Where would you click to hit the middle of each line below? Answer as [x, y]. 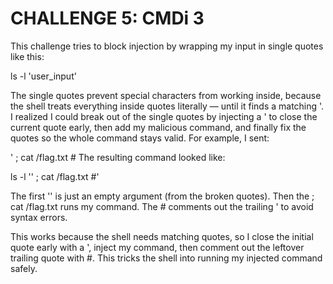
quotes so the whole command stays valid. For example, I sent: [140, 138]
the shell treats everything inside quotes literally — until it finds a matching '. [167, 106]
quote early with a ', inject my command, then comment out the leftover [157, 247]
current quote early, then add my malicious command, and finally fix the [158, 127]
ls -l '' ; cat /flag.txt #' [55, 176]
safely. [24, 268]
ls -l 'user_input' [43, 76]
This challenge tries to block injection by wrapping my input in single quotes [167, 46]
